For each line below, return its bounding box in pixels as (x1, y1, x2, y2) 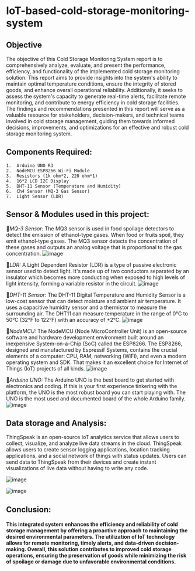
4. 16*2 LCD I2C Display (6, 178, 69, 184)
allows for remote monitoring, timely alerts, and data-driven (6, 539, 155, 546)
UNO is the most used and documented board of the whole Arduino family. (6, 395, 186, 402)
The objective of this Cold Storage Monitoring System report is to (6, 56, 163, 62)
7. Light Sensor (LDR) (6, 193, 64, 199)
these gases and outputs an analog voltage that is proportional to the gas (6, 243, 182, 250)
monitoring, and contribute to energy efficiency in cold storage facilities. (6, 99, 180, 106)
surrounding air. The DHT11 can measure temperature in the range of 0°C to (6, 310, 189, 317)
